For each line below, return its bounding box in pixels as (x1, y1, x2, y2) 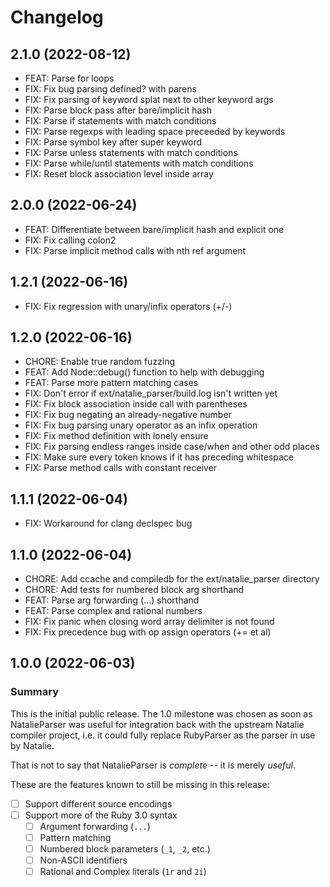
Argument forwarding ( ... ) (39, 820, 151, 832)
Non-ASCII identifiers (39, 854, 128, 866)
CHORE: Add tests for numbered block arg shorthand (24, 584, 245, 596)
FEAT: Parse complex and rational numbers (24, 605, 203, 617)
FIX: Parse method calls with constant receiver (24, 462, 217, 474)
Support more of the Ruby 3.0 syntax (24, 809, 178, 821)
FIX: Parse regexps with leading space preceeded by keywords (24, 126, 286, 137)
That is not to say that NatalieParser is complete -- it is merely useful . (10, 759, 297, 771)
